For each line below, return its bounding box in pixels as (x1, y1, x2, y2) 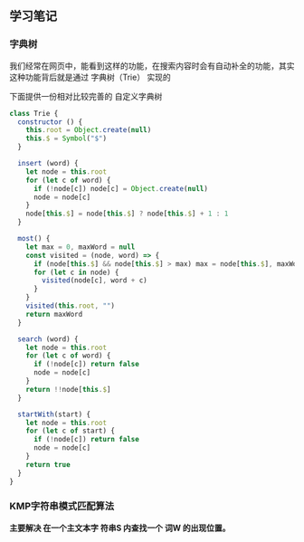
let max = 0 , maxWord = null (25, 242, 136, 252)
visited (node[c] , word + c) (42, 276, 147, 285)
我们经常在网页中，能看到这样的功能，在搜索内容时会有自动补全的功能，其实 (9, 60, 295, 71)
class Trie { (9, 109, 59, 118)
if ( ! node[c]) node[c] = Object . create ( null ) (33, 184, 208, 193)
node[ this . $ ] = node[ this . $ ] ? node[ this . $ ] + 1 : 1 (25, 209, 229, 219)
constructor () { (17, 117, 83, 127)
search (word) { (17, 334, 79, 344)
